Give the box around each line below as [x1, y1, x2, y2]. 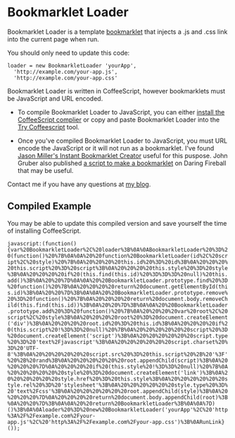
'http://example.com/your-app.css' [13, 75, 118, 82]
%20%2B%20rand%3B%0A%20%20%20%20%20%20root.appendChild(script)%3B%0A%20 [7, 356, 229, 364]
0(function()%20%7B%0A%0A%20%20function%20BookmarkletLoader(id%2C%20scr [7, 252, 229, 259]
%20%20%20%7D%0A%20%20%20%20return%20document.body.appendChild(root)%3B [7, 394, 229, 401]
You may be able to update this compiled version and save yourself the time [7, 219, 227, 227]
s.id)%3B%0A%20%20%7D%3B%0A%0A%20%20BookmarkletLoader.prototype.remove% [7, 289, 229, 296]
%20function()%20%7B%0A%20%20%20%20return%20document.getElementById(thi [7, 283, 229, 290]
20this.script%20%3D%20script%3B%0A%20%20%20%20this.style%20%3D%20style [7, 264, 229, 271]
